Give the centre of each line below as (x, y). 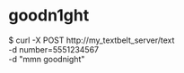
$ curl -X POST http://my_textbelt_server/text (92, 40)
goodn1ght (49, 16)
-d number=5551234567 (54, 49)
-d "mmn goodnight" (47, 59)
